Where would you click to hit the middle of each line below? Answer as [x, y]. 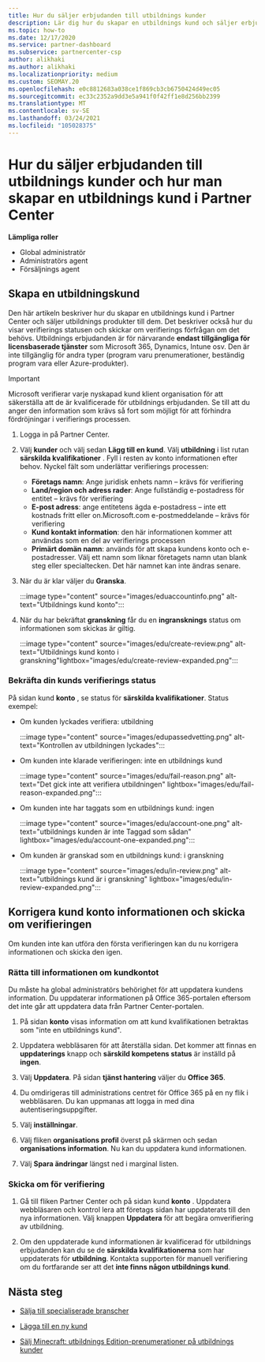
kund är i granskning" [113, 879]
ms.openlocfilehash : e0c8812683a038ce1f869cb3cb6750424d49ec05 [114, 89]
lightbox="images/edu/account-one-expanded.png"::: [107, 840]
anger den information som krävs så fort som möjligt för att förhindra [119, 411]
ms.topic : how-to [37, 30]
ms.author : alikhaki [42, 67]
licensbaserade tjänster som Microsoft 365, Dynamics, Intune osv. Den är [129, 346]
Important [24, 378]
